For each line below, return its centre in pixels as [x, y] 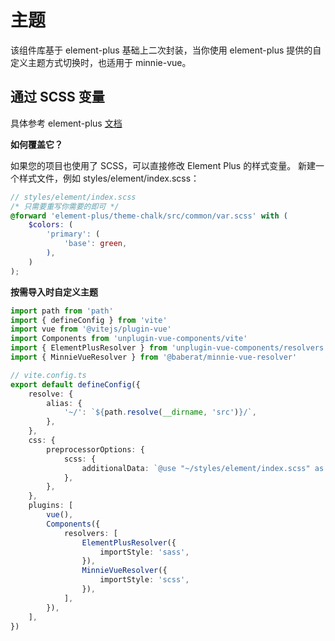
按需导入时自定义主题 [54, 292]
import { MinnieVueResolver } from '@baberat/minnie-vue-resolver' [154, 357]
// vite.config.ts [48, 375]
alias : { [64, 403]
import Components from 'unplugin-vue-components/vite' [129, 339]
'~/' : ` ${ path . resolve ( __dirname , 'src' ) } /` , [160, 412]
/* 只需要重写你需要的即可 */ [65, 206]
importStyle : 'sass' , [144, 552]
